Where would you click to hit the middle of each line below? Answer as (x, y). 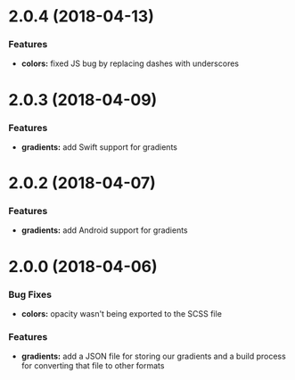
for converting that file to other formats (93, 366)
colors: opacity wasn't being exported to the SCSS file (121, 313)
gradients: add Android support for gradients (104, 230)
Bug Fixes (30, 294)
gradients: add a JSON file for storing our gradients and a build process (153, 356)
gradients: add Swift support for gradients (99, 147)
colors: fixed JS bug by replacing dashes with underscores (130, 63)
